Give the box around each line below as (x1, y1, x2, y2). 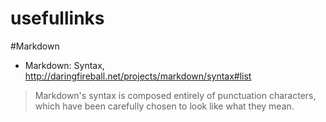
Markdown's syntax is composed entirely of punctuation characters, (34, 89, 317, 101)
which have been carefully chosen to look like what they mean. (34, 100, 295, 112)
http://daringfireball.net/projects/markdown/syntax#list (24, 70, 252, 82)
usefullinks (10, 7, 105, 30)
